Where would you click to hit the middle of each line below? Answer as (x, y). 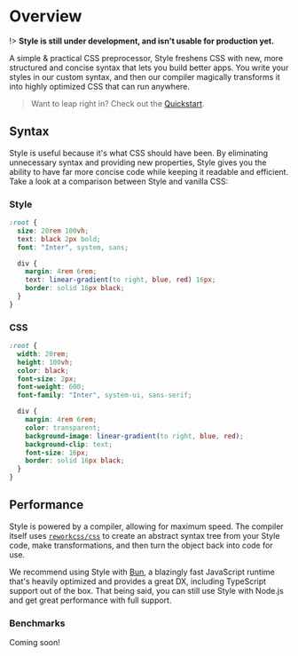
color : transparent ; (63, 428)
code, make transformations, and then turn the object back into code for (141, 545)
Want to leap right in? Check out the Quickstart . (118, 103)
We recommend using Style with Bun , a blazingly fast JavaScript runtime (142, 572)
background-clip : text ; (69, 444)
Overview (46, 16)
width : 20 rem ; (43, 354)
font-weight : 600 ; (51, 387)
